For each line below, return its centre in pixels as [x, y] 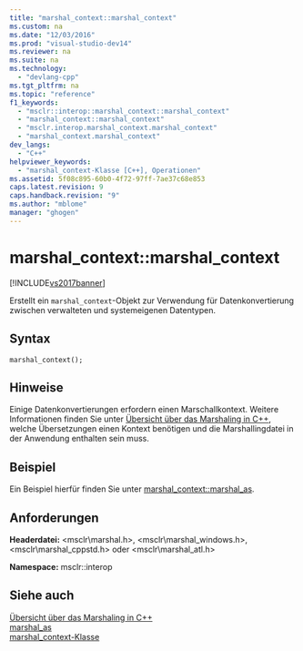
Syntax [30, 339]
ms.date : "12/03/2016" [52, 35]
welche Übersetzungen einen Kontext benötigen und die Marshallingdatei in [151, 429]
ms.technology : [38, 69]
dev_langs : [30, 145]
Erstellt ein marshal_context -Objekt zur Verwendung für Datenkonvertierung [151, 300]
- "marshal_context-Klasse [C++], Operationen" [110, 170]
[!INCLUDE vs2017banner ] [58, 282]
